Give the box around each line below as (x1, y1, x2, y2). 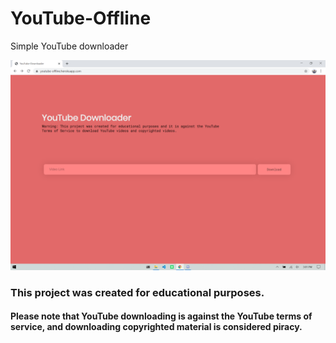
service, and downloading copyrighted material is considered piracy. (10, 321, 303, 333)
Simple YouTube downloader (10, 40, 129, 52)
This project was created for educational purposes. (10, 285, 265, 299)
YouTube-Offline (10, 7, 152, 30)
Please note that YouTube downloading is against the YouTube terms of (10, 310, 313, 322)
